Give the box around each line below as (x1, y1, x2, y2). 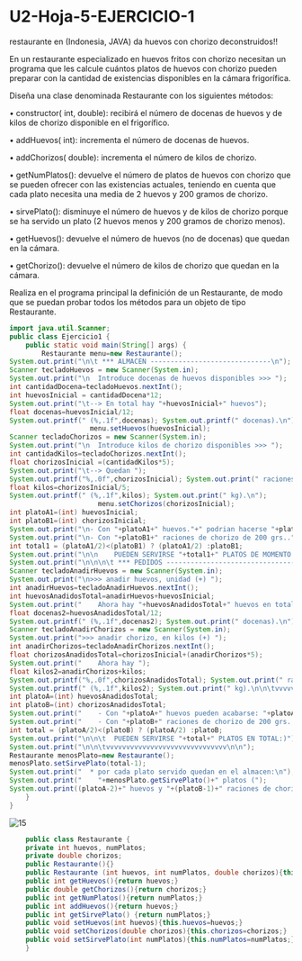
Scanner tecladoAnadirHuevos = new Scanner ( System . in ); (9, 567, 223, 576)
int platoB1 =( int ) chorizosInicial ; (9, 516, 147, 526)
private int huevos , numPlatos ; (25, 843, 147, 852)
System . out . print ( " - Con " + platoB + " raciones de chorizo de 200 (9, 718, 271, 727)
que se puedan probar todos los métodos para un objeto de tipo (9, 296, 246, 307)
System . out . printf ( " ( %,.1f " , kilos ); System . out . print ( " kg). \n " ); (9, 491, 268, 501)
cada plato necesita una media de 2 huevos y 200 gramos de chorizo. (9, 188, 268, 199)
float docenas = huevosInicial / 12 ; (9, 407, 135, 416)
